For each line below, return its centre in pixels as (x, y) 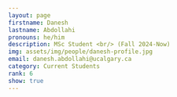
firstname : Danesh (38, 23)
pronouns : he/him (37, 37)
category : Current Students (54, 66)
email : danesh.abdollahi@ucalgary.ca (70, 59)
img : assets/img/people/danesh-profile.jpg (81, 52)
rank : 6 (21, 74)
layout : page (29, 15)
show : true (26, 81)
